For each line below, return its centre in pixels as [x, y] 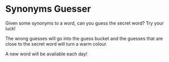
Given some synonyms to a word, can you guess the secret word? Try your [85, 23]
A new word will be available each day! [46, 54]
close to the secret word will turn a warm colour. [57, 44]
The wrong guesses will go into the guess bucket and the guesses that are [84, 38]
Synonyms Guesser [48, 9]
